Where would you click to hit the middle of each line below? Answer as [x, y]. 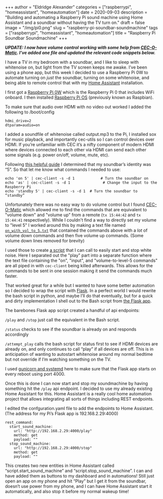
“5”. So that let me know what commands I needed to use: [63, 169]
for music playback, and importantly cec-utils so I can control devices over [80, 139]
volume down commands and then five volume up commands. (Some [74, 235]
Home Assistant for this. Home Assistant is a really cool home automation [78, 394]
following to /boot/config [30, 112]
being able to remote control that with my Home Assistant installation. [74, 83]
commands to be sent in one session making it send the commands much [79, 271]
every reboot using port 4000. [35, 374]
